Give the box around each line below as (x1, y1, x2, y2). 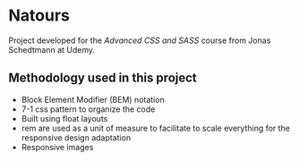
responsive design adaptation (21, 131, 132, 143)
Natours (8, 5, 71, 26)
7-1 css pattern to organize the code (21, 104, 156, 114)
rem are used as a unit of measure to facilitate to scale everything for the (21, 123, 290, 133)
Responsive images (21, 141, 94, 152)
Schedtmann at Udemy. (8, 44, 96, 55)
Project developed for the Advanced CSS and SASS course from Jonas (8, 35, 271, 46)
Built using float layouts (21, 113, 108, 123)
